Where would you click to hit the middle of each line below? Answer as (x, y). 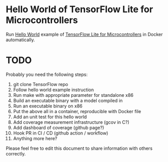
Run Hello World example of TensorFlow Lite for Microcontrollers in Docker (84, 34)
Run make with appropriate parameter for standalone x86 (73, 95)
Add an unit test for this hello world (50, 117)
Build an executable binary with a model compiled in (68, 100)
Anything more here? (35, 138)
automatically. (20, 40)
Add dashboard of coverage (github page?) (59, 127)
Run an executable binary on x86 (48, 106)
